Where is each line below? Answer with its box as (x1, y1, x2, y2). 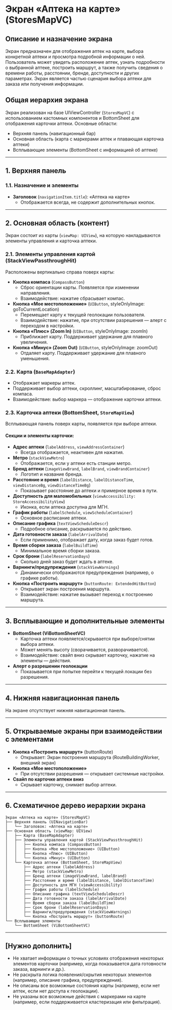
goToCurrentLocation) (12, 306, 60, 312)
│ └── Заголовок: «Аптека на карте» (5, 824, 88, 829)
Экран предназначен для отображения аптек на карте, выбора (5, 48, 144, 54)
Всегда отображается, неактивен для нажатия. (20, 449, 124, 456)
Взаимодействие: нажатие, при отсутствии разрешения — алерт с (20, 317, 167, 323)
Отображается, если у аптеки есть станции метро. (20, 460, 132, 466)
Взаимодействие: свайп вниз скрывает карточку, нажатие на (20, 652, 155, 658)
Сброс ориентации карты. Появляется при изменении (20, 284, 139, 291)
